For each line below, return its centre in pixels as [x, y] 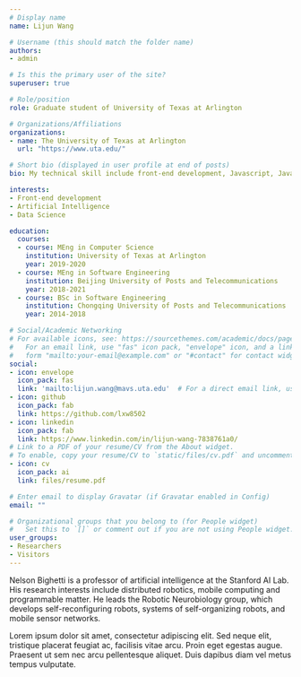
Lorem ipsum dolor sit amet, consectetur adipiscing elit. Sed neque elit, [140, 635]
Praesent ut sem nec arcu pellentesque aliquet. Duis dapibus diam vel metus [150, 655]
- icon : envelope [42, 372]
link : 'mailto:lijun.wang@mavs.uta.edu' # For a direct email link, [150, 389]
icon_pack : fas [46, 381]
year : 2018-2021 [56, 289]
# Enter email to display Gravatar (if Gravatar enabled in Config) [140, 497]
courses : [34, 239]
